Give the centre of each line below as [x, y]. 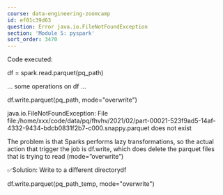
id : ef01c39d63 [29, 20]
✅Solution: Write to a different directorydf [67, 170]
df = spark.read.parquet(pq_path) [55, 73]
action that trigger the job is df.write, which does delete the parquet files [111, 149]
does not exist [171, 128]
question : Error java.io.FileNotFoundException [78, 26]
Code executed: [30, 59]
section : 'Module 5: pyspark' [51, 33]
